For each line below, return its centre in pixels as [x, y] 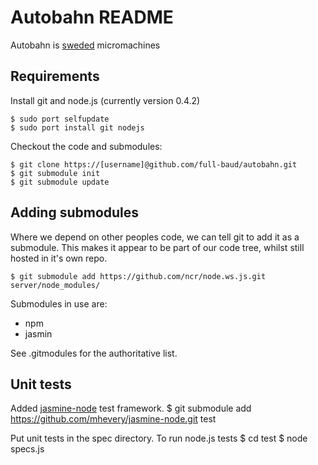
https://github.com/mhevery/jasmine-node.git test [113, 419]
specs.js [27, 449]
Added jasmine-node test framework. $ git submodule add [131, 408]
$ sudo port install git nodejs [77, 127]
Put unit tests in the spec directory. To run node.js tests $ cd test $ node [159, 438]
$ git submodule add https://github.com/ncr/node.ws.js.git [138, 276]
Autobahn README [92, 17]
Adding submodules [75, 212]
